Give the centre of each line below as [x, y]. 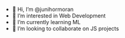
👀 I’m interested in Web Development [59, 16]
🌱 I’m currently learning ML [46, 22]
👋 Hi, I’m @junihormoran [43, 9]
